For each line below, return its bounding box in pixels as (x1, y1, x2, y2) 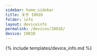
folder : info (5, 17, 33, 22)
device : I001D (5, 31, 36, 36)
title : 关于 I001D (5, 12, 43, 17)
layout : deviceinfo (5, 21, 47, 27)
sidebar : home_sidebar (5, 7, 54, 13)
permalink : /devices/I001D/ (5, 26, 66, 32)
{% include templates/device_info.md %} (5, 45, 92, 51)
